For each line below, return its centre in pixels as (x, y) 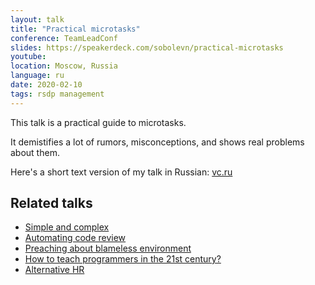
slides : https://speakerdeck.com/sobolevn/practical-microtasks (147, 47)
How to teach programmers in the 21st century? (123, 259)
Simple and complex (67, 227)
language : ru (37, 76)
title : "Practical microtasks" (75, 29)
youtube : (28, 57)
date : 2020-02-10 (46, 85)
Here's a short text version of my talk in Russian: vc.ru (121, 172)
